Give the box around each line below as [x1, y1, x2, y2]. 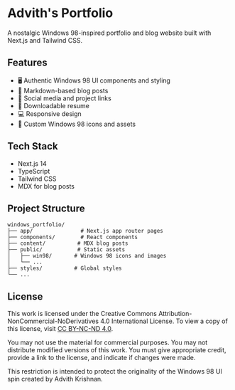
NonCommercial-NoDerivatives [7, 317, 99, 325]
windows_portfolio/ [7, 221, 65, 228]
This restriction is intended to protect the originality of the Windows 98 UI [7, 367, 222, 376]
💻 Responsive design [17, 109, 82, 118]
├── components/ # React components [7, 233, 138, 241]
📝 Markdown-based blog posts [17, 86, 109, 95]
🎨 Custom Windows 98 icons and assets [17, 120, 136, 128]
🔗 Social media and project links [17, 94, 111, 102]
